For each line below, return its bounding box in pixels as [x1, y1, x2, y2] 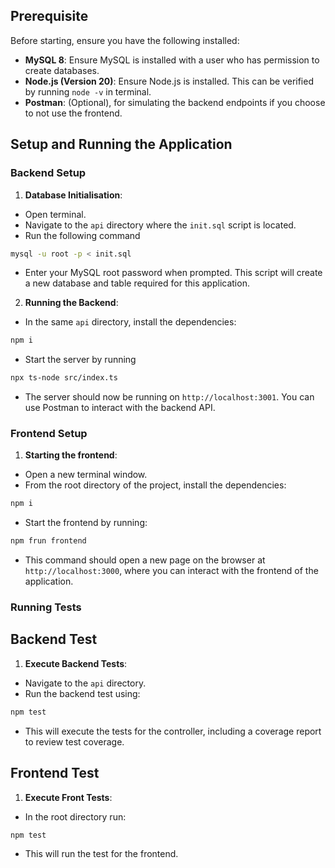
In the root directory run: [24, 810, 127, 823]
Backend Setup [10, 166, 87, 180]
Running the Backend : [24, 297, 119, 309]
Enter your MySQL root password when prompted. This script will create [24, 267, 323, 279]
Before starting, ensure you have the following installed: [10, 34, 240, 46]
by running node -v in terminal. [24, 85, 152, 98]
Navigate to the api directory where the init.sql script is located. [24, 219, 297, 231]
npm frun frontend [10, 536, 87, 546]
